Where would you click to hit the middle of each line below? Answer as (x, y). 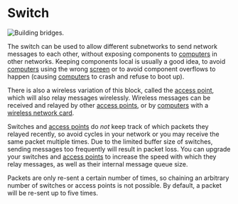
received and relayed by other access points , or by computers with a (108, 105)
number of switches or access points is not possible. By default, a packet (115, 185)
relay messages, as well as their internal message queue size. (98, 164)
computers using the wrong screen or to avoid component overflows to (112, 69)
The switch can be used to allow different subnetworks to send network (113, 46)
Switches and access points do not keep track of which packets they (108, 126)
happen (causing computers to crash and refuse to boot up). (96, 76)
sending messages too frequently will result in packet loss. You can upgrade (119, 149)
